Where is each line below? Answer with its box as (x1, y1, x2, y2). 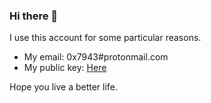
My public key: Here (23, 62, 107, 74)
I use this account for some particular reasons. (9, 32, 202, 44)
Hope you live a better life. (9, 81, 118, 93)
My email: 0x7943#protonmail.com (23, 51, 169, 63)
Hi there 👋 (9, 9, 59, 23)
